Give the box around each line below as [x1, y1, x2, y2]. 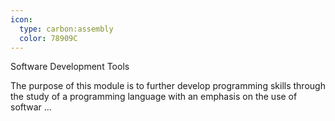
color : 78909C [19, 33, 78, 43]
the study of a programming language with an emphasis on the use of [10, 91, 298, 103]
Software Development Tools [10, 61, 130, 73]
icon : [10, 14, 33, 25]
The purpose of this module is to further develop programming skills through [10, 80, 326, 92]
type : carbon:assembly [19, 24, 114, 34]
